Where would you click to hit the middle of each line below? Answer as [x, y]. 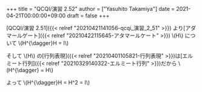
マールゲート [22, 35]
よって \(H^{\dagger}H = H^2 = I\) [48, 82]
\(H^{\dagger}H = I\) [43, 43]
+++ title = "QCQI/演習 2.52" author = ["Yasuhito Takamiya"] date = [90, 9]
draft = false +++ [88, 16]
